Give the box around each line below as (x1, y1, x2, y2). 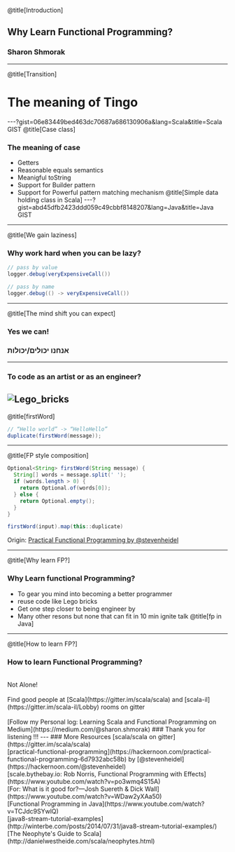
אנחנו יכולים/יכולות (7, 345, 69, 355)
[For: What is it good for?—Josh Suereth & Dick (7, 785, 143, 793)
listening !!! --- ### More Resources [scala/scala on (7, 732, 157, 741)
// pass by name (7, 283, 55, 290)
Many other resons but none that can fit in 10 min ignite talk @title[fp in (17, 611, 222, 620)
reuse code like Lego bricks (17, 597, 98, 605)
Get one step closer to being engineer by (17, 604, 136, 613)
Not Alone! (7, 680, 38, 689)
